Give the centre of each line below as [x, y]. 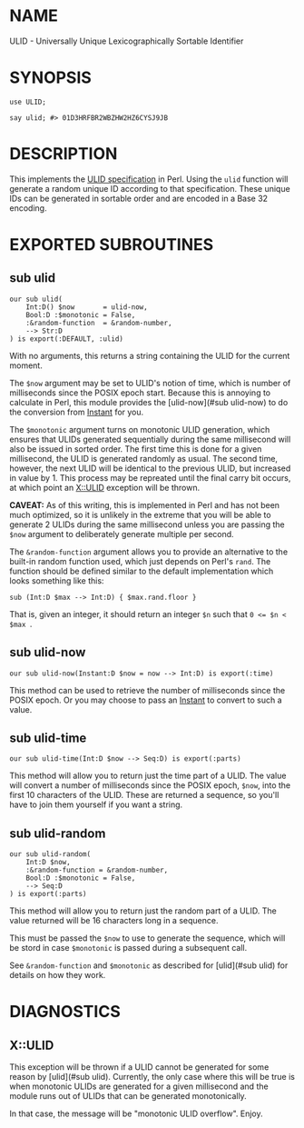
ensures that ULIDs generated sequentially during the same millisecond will [150, 439]
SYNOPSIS [51, 78]
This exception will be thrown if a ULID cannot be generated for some [139, 1067]
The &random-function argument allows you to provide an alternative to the [149, 552]
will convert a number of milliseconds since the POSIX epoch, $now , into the [150, 785]
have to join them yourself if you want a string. [96, 804]
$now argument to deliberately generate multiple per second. [122, 534]
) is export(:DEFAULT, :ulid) [67, 339]
